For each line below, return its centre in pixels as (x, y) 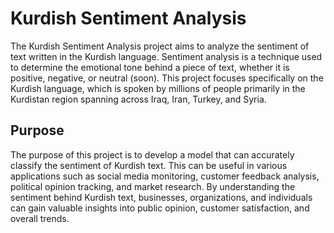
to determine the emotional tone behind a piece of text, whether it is (150, 67)
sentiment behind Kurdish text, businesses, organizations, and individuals (161, 197)
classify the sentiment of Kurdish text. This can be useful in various (149, 165)
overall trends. (40, 218)
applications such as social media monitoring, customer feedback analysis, (165, 176)
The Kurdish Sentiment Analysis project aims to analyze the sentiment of (160, 46)
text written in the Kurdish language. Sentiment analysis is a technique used (166, 56)
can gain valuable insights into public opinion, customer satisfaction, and (160, 208)
